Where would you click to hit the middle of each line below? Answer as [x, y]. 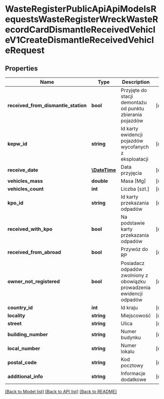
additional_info [25, 376]
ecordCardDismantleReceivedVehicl [80, 30]
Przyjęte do [134, 90]
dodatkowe [133, 380]
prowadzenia [136, 287]
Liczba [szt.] [135, 189]
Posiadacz [133, 263]
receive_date [23, 170]
